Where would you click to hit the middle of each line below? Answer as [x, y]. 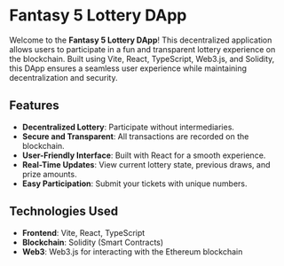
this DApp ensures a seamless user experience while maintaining [128, 68]
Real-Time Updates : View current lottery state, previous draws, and [146, 164]
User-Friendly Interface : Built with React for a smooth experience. [144, 155]
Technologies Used [63, 211]
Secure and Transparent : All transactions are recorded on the [135, 136]
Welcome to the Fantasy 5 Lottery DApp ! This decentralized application [141, 40]
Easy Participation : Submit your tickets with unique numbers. [134, 184]
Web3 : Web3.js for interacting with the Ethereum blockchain [132, 251]
